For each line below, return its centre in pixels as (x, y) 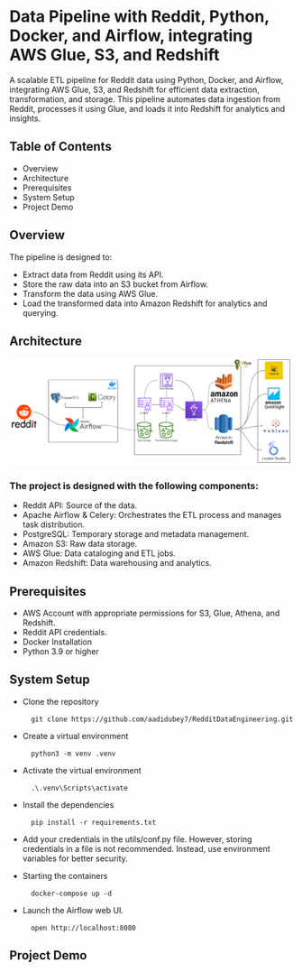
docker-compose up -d (72, 893)
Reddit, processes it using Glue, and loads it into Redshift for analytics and (147, 108)
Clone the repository (60, 701)
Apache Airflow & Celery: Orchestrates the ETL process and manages (152, 515)
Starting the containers (65, 875)
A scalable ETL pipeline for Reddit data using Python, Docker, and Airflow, (146, 79)
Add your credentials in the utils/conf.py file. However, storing (137, 839)
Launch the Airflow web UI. (73, 910)
